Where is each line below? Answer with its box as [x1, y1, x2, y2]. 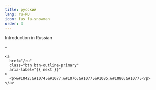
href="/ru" [9, 58, 32, 64]
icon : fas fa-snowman [5, 16, 50, 21]
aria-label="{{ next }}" [9, 67, 61, 72]
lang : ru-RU [5, 12, 30, 17]
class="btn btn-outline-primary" [9, 63, 79, 68]
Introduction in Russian [5, 35, 52, 41]
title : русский [5, 7, 37, 12]
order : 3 [5, 21, 23, 26]
